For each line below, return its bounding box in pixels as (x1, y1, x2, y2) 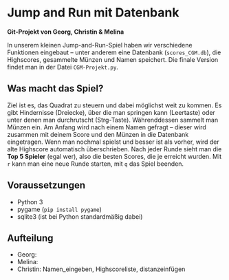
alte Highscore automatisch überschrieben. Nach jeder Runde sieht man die (7, 144, 222, 153)
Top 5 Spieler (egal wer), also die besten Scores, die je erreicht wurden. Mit (7, 152, 222, 160)
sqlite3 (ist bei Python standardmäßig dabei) (17, 212, 143, 221)
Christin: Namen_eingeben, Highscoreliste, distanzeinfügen (17, 265, 186, 273)
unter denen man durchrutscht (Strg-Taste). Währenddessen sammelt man (7, 116, 219, 124)
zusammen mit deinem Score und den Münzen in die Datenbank (7, 130, 189, 138)
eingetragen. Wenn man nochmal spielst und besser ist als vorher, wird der (7, 138, 220, 146)
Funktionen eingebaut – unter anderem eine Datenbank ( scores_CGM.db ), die (7, 48, 221, 56)
